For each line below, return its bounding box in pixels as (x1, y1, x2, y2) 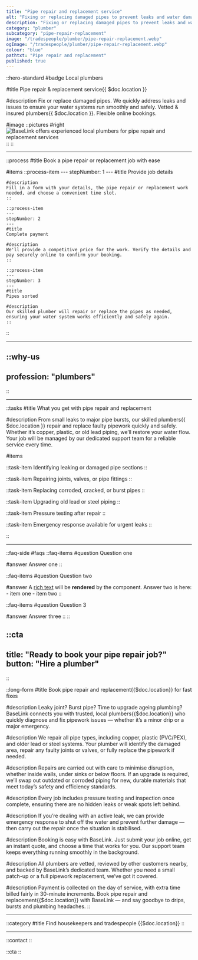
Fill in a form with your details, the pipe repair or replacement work (6, 185, 189, 190)
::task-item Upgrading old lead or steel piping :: (6, 498, 121, 505)
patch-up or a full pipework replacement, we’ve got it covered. (6, 872, 158, 879)
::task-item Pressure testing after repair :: (6, 509, 106, 517)
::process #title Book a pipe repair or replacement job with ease (6, 157, 160, 164)
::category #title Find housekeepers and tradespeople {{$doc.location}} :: (6, 919, 184, 926)
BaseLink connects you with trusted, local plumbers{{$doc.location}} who (6, 710, 186, 717)
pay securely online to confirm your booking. (6, 252, 123, 258)
